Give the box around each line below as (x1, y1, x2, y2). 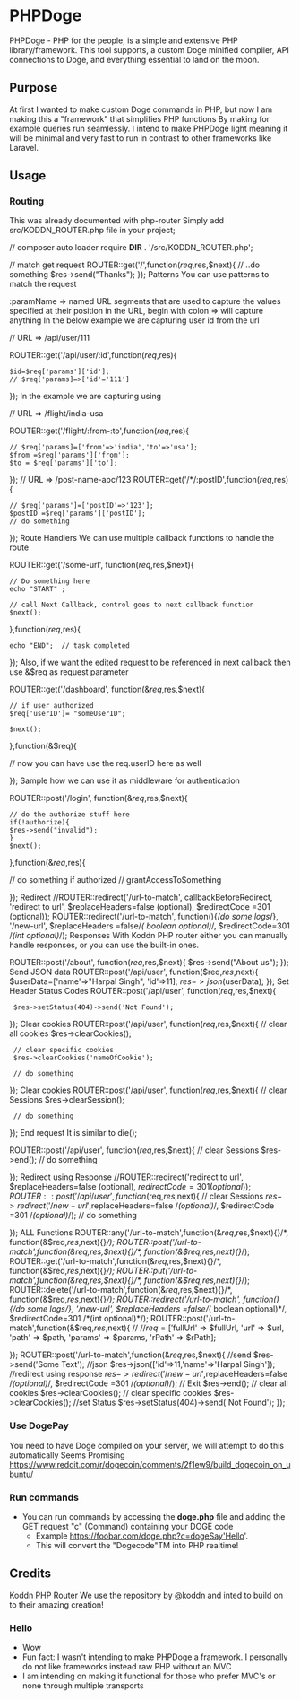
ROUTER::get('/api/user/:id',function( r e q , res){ (9, 350, 177, 361)
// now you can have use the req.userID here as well (9, 758, 201, 769)
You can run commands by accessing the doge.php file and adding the (21, 1512, 286, 1522)
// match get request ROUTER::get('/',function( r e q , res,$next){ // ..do (9, 259, 261, 270)
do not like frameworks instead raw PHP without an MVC (21, 1661, 232, 1672)
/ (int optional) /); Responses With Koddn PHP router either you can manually (9, 930, 288, 941)
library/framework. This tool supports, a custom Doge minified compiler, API (9, 44, 289, 55)
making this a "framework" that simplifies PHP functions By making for (9, 113, 270, 124)
